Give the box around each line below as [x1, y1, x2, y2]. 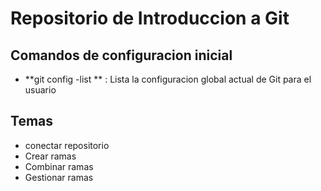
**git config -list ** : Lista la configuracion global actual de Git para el [24, 73, 312, 85]
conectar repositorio [24, 139, 110, 151]
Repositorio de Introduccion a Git [10, 7, 290, 30]
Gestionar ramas [24, 171, 94, 183]
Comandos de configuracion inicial [10, 47, 233, 64]
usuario [24, 84, 57, 96]
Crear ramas [24, 150, 77, 162]
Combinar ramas [24, 160, 94, 172]
